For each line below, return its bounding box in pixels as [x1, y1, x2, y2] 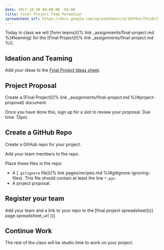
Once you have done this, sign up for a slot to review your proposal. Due [5, 109, 150, 115]
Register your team [5, 194, 64, 203]
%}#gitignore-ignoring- [103, 170, 151, 176]
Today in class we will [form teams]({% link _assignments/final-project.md [5, 30, 154, 36]
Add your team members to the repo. [5, 151, 80, 157]
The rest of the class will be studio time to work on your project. [5, 240, 133, 246]
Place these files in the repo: [5, 160, 62, 166]
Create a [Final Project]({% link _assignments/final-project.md [5, 94, 130, 100]
